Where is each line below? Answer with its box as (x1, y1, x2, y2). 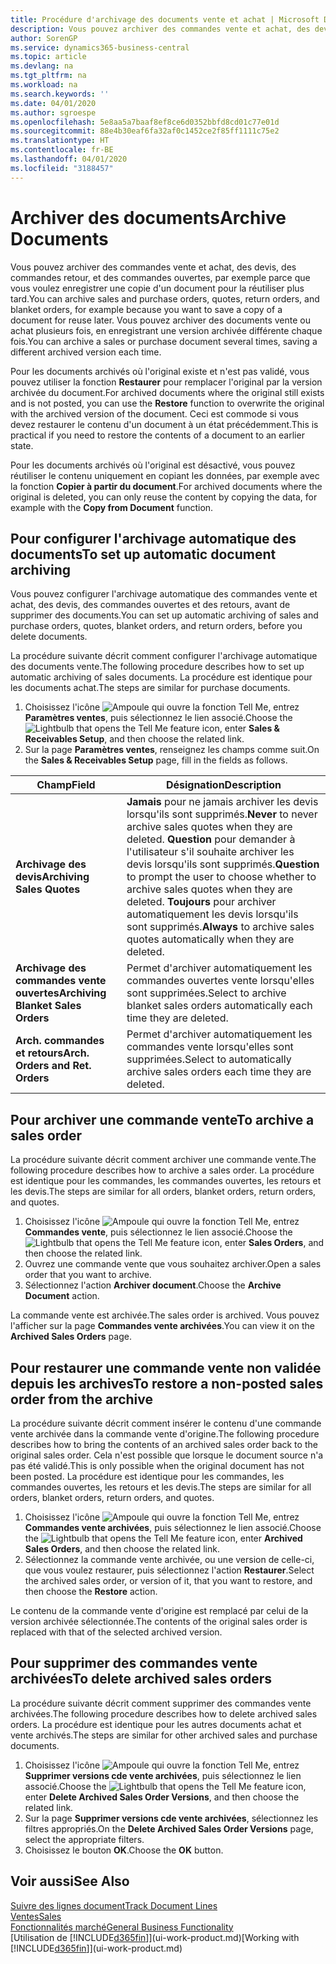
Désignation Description (165, 778, 282, 792)
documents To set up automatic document (10, 546, 277, 563)
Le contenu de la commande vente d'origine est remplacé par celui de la (10, 1605, 309, 1616)
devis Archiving (15, 870, 90, 884)
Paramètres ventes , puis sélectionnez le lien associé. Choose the (24, 712, 293, 724)
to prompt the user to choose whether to (126, 870, 317, 884)
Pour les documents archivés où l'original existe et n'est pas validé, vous (10, 365, 310, 377)
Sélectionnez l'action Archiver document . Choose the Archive (24, 1279, 282, 1291)
